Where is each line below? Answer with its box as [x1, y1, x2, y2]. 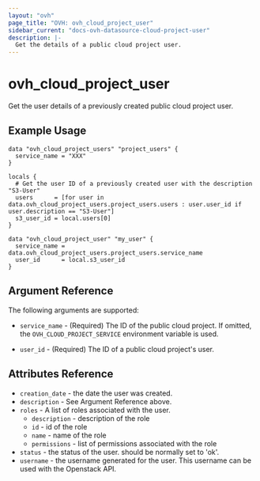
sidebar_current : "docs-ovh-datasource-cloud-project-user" [8, 26, 211, 34]
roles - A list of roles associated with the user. [19, 405, 171, 415]
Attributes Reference [8, 367, 114, 381]
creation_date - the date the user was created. [19, 388, 173, 398]
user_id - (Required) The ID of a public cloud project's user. [19, 344, 215, 354]
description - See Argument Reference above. [19, 396, 172, 406]
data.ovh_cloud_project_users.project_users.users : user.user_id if [8, 200, 243, 208]
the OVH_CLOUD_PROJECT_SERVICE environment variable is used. [19, 329, 219, 339]
